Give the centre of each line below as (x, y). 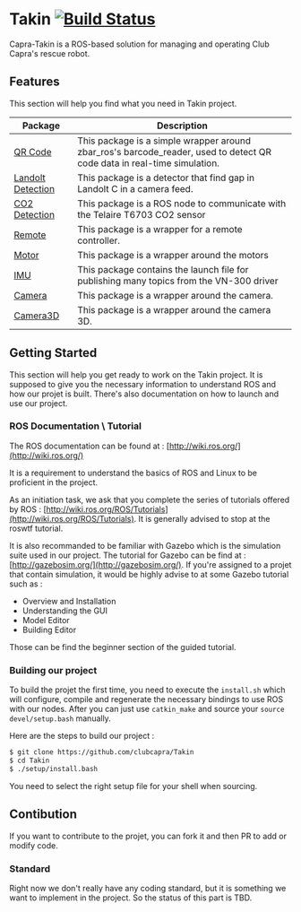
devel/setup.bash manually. (60, 718)
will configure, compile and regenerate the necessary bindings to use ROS (146, 699)
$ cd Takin (30, 761)
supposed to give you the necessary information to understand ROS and (142, 384)
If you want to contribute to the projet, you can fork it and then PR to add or (148, 836)
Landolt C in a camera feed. (135, 188)
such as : (26, 584)
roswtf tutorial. (36, 528)
